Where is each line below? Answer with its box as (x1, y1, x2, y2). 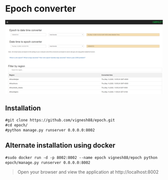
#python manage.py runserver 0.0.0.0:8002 (5, 127, 95, 132)
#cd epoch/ (5, 122, 28, 127)
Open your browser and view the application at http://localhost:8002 (17, 168, 159, 175)
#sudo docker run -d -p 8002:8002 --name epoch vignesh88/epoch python (5, 155, 157, 160)
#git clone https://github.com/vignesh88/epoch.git (5, 117, 115, 122)
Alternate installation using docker (5, 141, 116, 150)
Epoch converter (5, 3, 76, 14)
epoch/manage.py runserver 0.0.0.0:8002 (5, 160, 91, 165)
